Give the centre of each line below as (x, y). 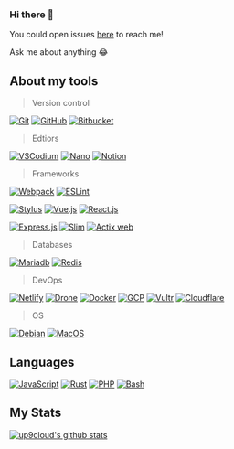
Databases (52, 245)
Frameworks (55, 174)
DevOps (47, 280)
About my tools (54, 81)
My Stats (36, 413)
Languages (42, 362)
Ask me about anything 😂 (59, 52)
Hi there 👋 (32, 15)
